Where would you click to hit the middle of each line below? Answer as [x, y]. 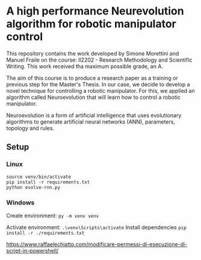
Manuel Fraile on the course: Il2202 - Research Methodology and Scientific [99, 60]
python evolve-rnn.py [33, 187]
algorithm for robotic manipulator [91, 24]
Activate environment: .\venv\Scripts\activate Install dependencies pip [96, 227]
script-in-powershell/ [32, 250]
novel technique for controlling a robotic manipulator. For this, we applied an [101, 90]
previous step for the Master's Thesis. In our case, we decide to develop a [98, 84]
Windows [20, 202]
